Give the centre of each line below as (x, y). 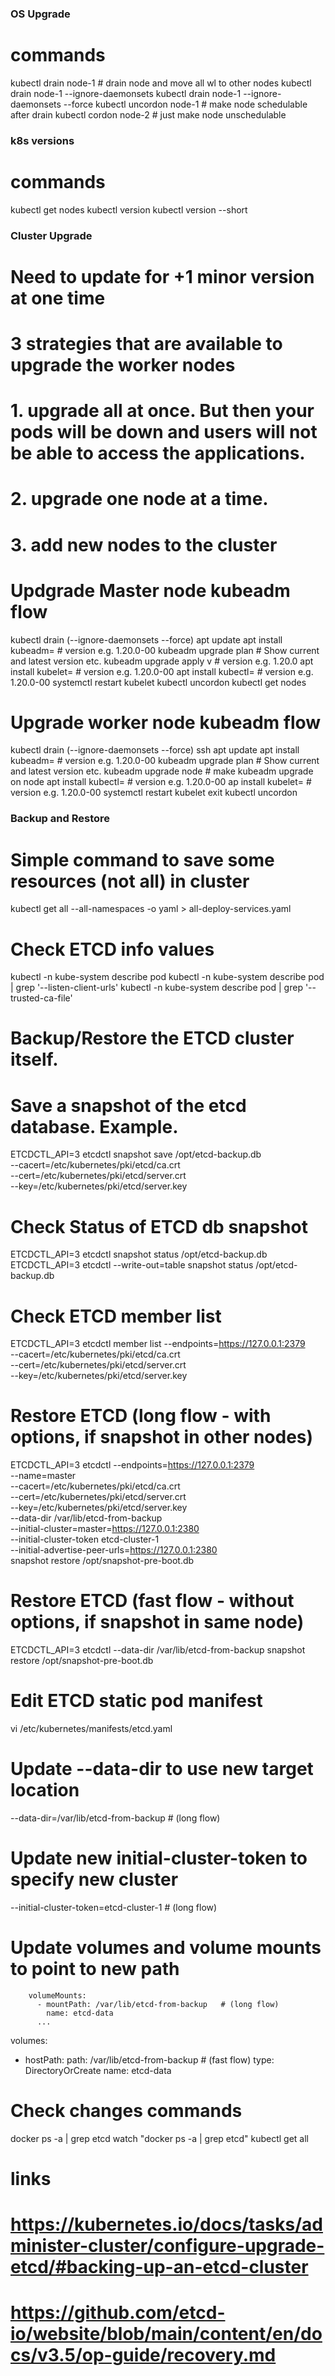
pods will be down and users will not (164, 432)
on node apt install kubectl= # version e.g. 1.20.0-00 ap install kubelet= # (161, 782)
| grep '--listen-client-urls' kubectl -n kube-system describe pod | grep (156, 988)
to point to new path (95, 1969)
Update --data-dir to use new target (162, 1769)
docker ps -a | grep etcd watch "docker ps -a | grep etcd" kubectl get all (160, 2138)
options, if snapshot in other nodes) (162, 1437)
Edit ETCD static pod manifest (136, 1701)
